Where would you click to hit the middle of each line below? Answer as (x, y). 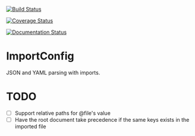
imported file (30, 126)
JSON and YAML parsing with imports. (53, 72)
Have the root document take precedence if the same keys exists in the (102, 119)
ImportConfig (40, 56)
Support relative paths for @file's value (63, 113)
